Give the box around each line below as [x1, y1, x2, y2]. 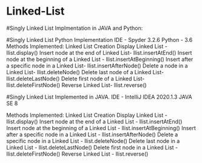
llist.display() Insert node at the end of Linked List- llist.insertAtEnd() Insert [6, 49, 192, 56]
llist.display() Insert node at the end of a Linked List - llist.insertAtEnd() [6, 117, 183, 125]
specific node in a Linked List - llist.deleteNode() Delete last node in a [6, 137, 180, 144]
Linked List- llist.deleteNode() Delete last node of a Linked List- [6, 68, 164, 75]
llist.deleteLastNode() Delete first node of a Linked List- [6, 75, 145, 82]
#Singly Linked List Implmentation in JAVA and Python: [6, 24, 143, 32]
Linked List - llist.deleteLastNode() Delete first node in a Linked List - [6, 144, 178, 151]
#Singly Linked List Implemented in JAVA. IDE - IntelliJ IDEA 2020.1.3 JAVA [6, 93, 192, 100]
